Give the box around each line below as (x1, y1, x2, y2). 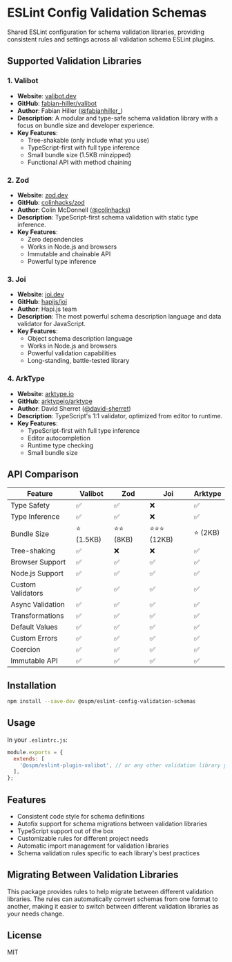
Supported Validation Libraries (7, 55, 142, 67)
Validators (10, 589, 43, 598)
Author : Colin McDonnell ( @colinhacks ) (17, 206, 131, 214)
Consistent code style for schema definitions (17, 812, 145, 821)
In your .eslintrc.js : (7, 736, 68, 744)
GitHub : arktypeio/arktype (17, 397, 93, 405)
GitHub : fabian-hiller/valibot (17, 99, 97, 107)
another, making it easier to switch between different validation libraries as (7, 902, 220, 910)
